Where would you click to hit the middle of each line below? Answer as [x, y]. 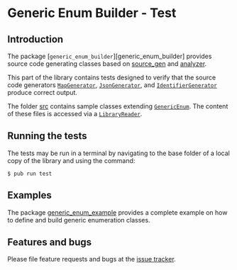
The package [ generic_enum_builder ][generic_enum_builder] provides [110, 56]
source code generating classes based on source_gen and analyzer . [107, 64]
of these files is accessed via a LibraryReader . [75, 114]
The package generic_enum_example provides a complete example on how [117, 212]
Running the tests [47, 136]
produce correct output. [43, 92]
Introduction [35, 39]
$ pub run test [30, 174]
